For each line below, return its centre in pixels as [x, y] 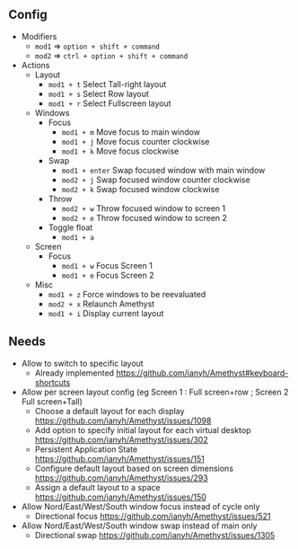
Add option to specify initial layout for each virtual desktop [143, 429]
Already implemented [74, 373]
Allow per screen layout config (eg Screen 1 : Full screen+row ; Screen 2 [155, 392]
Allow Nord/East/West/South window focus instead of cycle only [140, 506]
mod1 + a [78, 237]
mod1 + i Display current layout [106, 313]
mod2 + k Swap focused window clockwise [140, 189]
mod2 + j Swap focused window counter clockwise [156, 180]
